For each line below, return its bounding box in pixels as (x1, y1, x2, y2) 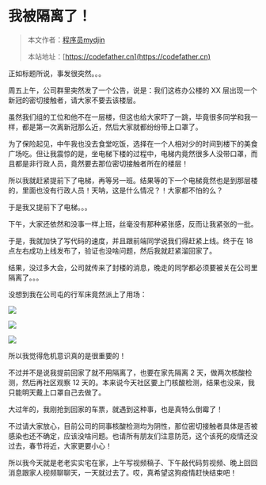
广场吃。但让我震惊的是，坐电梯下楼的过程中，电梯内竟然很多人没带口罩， (8, 148, 251, 158)
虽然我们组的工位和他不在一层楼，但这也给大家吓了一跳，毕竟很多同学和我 (8, 112, 251, 121)
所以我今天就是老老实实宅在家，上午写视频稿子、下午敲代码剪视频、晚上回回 (8, 457, 258, 468)
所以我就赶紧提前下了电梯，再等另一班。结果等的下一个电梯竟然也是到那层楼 (8, 175, 258, 185)
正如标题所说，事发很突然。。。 (8, 68, 105, 78)
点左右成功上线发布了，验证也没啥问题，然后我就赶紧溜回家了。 (8, 246, 216, 255)
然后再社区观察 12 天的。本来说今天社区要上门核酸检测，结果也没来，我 (21, 377, 256, 387)
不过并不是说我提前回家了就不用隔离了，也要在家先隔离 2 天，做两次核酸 (8, 368, 245, 377)
